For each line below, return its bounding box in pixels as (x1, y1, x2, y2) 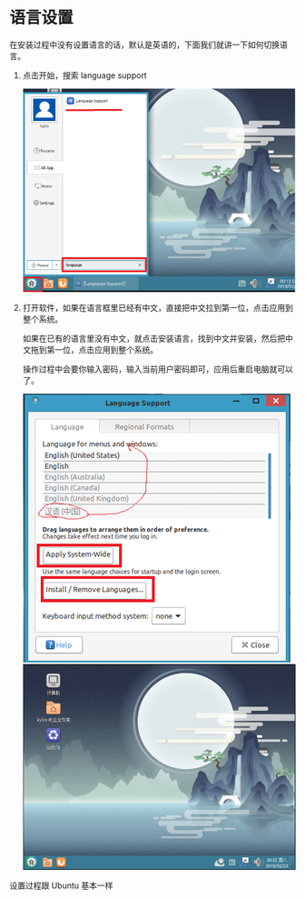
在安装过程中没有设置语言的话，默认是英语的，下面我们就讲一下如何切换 (9, 39, 280, 50)
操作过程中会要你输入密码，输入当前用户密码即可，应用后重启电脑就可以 (22, 364, 293, 375)
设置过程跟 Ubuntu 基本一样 (9, 880, 113, 891)
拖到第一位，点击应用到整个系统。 (30, 345, 159, 355)
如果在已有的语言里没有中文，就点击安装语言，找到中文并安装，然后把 (22, 333, 286, 345)
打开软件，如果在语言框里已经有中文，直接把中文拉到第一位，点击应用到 (22, 303, 293, 314)
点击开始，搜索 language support (22, 69, 147, 81)
